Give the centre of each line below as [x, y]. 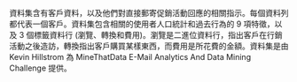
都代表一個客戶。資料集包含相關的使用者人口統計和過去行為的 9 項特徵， [142, 24]
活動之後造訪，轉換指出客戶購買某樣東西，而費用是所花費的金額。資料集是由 [149, 46]
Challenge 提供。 [41, 68]
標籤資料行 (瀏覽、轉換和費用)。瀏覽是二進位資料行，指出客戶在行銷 [158, 35]
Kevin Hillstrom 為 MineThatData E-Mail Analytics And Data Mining [130, 57]
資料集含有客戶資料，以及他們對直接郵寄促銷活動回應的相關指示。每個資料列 [149, 13]
